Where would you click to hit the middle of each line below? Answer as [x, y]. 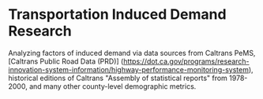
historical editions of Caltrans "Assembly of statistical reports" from [118, 78]
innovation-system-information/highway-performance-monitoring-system [128, 69]
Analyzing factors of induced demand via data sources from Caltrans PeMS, [132, 53]
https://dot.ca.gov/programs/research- [187, 61]
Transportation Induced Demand [117, 15]
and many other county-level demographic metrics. [113, 86]
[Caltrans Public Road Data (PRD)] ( [66, 61]
